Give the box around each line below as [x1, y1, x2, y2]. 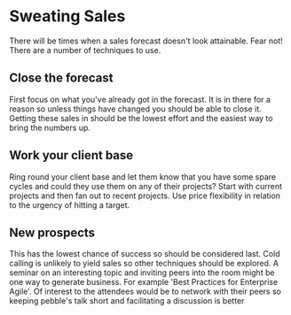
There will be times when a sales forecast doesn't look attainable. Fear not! [9, 35, 284, 46]
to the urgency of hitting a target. [9, 199, 130, 210]
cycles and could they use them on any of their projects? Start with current [9, 181, 282, 191]
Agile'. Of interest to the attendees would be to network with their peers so [9, 286, 282, 297]
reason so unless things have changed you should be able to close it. [9, 104, 262, 114]
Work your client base [9, 148, 134, 163]
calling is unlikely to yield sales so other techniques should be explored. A [9, 258, 279, 269]
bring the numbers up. [9, 122, 91, 133]
